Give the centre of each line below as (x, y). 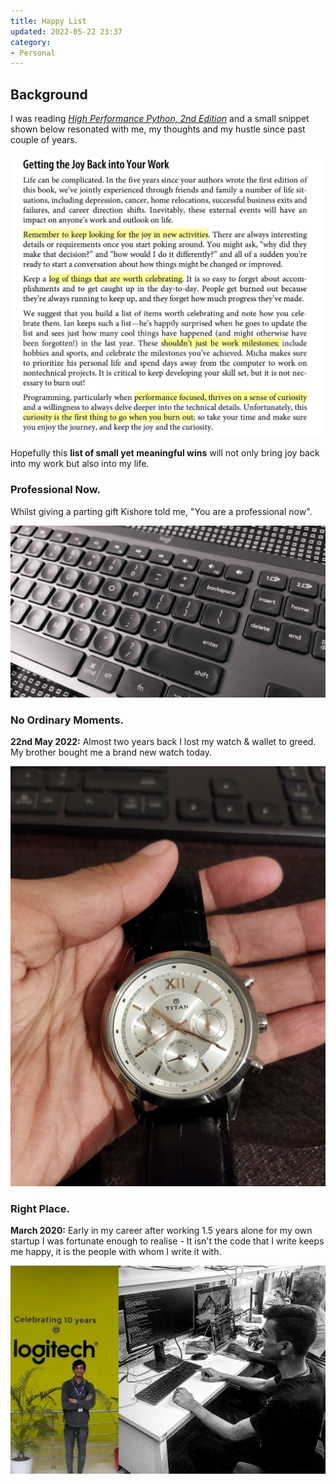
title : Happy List (48, 21)
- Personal (33, 53)
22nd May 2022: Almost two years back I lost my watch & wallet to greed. (163, 742)
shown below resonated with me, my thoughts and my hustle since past (158, 129)
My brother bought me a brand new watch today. (111, 752)
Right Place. (40, 1208)
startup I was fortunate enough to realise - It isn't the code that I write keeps (167, 1241)
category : (31, 42)
